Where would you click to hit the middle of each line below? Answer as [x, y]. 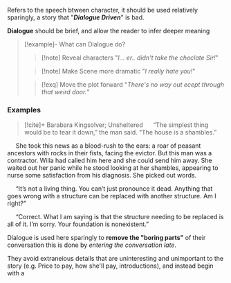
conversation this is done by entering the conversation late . [92, 245]
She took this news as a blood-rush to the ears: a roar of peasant [108, 146]
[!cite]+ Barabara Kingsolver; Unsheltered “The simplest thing [116, 125]
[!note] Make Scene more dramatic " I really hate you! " [118, 71]
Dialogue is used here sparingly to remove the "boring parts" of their [107, 238]
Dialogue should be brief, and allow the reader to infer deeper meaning [109, 31]
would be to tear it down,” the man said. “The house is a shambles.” [120, 132]
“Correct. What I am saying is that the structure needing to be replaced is [120, 217]
